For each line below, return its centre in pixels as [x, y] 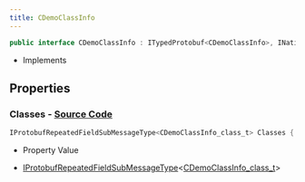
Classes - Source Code [61, 114]
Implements [44, 60]
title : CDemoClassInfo [52, 18]
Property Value [50, 150]
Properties [40, 88]
